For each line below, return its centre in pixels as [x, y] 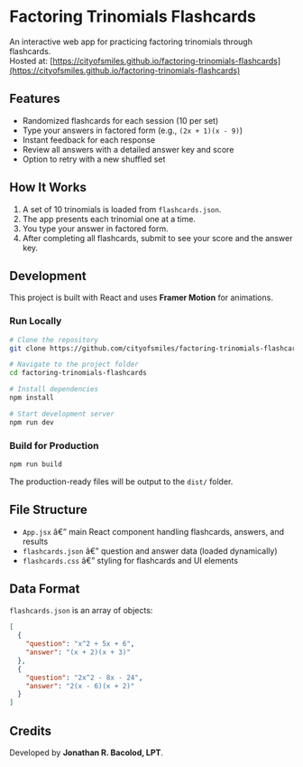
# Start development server [62, 414]
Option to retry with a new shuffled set [94, 159]
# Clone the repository [54, 340]
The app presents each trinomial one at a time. [109, 219]
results [35, 541]
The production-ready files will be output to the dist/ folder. [121, 482]
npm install [32, 398]
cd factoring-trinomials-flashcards [78, 373]
